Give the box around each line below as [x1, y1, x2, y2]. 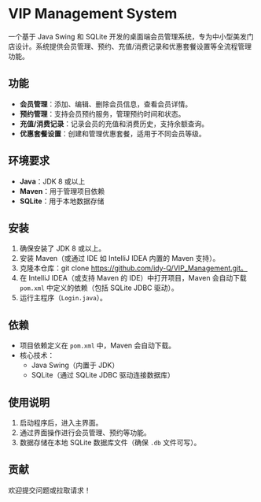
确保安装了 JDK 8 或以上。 [19, 244, 106, 253]
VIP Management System [8, 5, 178, 23]
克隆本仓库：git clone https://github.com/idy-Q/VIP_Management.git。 [19, 263, 248, 273]
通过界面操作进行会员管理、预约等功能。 [19, 428, 151, 437]
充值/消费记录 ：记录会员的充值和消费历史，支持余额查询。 [19, 119, 209, 128]
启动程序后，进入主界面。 [19, 418, 103, 427]
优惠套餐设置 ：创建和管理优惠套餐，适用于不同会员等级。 [19, 128, 206, 138]
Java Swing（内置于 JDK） [31, 360, 119, 370]
